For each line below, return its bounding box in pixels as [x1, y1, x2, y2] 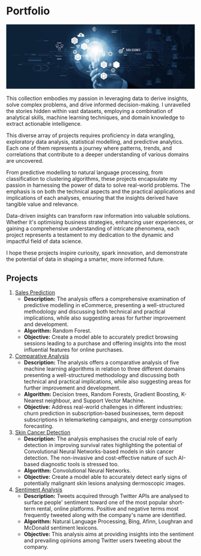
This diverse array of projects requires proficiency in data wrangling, [6, 132, 175, 139]
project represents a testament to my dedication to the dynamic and [6, 232, 173, 239]
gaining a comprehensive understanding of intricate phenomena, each [6, 225, 179, 232]
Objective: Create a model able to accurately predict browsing [23, 333, 178, 341]
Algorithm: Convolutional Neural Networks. [23, 467, 132, 474]
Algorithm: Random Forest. [23, 327, 92, 335]
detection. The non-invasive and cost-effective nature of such [23, 454, 178, 461]
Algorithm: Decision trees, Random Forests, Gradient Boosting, [23, 391, 180, 398]
